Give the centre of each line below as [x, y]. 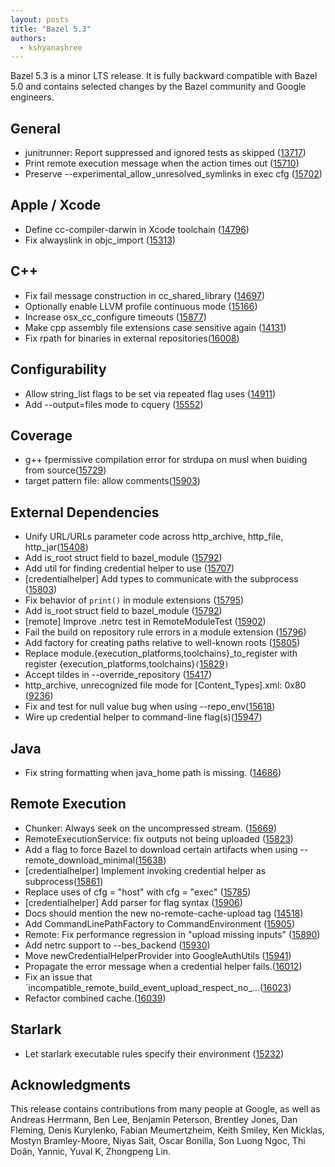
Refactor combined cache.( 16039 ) [95, 998]
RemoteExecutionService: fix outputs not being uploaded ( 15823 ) [159, 838]
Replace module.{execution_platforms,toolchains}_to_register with [161, 653]
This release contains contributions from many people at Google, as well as [165, 1109]
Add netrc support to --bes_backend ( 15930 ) [117, 945]
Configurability [58, 369]
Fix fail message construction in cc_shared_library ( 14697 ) [144, 295]
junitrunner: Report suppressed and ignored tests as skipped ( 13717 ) [165, 153]
